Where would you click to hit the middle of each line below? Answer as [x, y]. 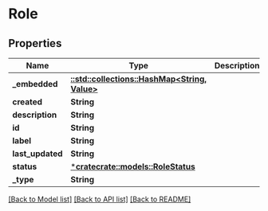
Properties [35, 43]
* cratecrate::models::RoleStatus [133, 166]
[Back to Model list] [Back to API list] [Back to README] [100, 199]
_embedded [35, 84]
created [27, 102]
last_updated [37, 154]
